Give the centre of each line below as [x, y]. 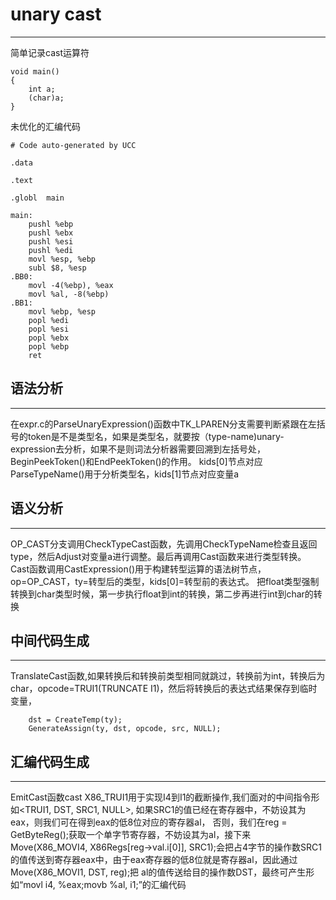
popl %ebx [49, 338]
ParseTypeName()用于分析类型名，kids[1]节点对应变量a [125, 474]
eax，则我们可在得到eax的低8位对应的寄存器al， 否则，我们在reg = [149, 822]
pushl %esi [51, 241]
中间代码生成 [50, 640]
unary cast [56, 14]
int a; [42, 89]
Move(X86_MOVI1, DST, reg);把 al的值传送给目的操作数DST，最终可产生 [158, 872]
